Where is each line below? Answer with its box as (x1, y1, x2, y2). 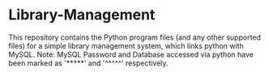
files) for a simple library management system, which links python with (8, 40, 245, 50)
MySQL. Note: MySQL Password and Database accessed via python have (8, 49, 254, 59)
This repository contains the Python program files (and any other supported (8, 32, 262, 42)
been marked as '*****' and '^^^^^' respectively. (8, 58, 169, 68)
